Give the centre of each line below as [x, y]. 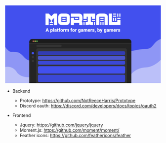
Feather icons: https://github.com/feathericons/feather [75, 135]
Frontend [21, 115]
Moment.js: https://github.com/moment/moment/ [69, 130]
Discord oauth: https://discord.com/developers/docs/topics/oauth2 [88, 106]
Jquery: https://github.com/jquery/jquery [61, 125]
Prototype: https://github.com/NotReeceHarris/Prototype [78, 101]
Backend [21, 91]
